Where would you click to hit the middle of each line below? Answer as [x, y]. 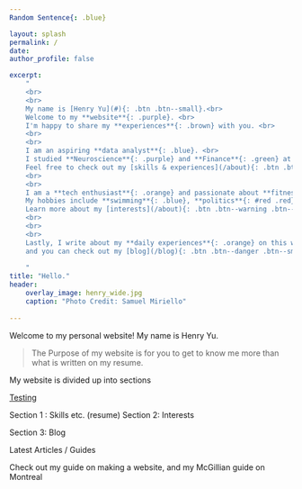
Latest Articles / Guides [53, 449]
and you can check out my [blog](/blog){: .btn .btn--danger [142, 251]
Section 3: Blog [37, 432]
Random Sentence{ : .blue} [58, 18]
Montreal [26, 476]
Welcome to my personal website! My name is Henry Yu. [114, 335]
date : [19, 50]
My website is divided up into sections [80, 380]
